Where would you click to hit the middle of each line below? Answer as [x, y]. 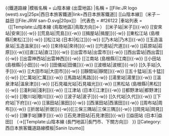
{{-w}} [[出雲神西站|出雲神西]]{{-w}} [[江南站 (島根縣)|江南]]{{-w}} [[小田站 [83, 58]
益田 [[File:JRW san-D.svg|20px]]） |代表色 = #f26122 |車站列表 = [74, 20]
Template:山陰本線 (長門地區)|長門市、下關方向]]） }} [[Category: [94, 122]
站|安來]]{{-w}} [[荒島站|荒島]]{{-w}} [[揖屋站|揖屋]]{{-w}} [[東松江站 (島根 [82, 33]
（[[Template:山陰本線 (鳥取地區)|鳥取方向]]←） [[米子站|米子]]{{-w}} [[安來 [84, 27]
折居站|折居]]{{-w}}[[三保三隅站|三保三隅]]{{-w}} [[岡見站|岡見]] [97, 109]
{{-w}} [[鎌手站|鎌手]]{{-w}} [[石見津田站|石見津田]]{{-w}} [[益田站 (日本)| [82, 115]
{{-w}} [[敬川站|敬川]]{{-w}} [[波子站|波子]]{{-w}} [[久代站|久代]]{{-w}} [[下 [83, 96]
